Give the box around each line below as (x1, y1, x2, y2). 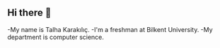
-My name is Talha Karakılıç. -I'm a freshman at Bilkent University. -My (7, 25, 214, 33)
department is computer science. (7, 33, 105, 41)
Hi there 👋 (7, 7, 52, 19)
